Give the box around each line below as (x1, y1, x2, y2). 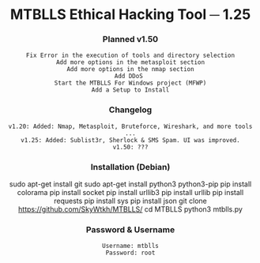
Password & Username (85, 224, 175, 235)
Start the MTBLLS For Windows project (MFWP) (54, 79, 207, 88)
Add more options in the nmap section (66, 66, 194, 73)
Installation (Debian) (90, 161, 171, 172)
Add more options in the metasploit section (55, 58, 205, 66)
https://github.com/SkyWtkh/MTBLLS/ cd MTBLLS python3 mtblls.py (18, 205, 243, 214)
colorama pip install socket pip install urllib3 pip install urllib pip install (17, 188, 244, 197)
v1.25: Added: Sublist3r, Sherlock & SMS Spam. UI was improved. (21, 136, 240, 144)
